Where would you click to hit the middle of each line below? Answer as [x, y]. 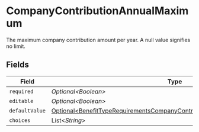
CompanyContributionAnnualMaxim [97, 11]
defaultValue [28, 110]
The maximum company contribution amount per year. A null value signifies [98, 40]
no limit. [16, 46]
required [21, 91]
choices [20, 120]
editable [21, 101]
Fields [18, 65]
